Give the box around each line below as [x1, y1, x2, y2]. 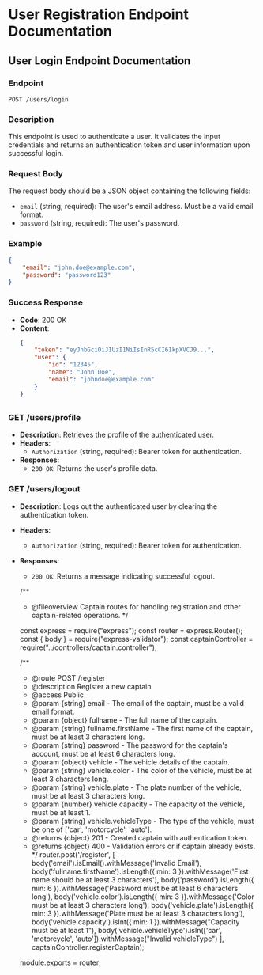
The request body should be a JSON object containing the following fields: [8, 186, 251, 195]
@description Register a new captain [31, 681, 152, 691]
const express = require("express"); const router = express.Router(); [19, 625, 243, 635]
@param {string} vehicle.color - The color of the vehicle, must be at [31, 765, 253, 775]
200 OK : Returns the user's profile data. [31, 464, 158, 473]
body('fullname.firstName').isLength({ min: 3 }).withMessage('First [31, 867, 249, 876]
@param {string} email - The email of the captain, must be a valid [31, 698, 245, 708]
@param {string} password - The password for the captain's [31, 740, 228, 749]
